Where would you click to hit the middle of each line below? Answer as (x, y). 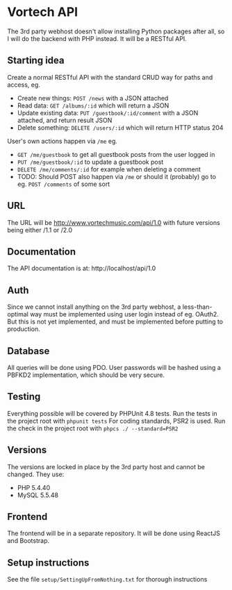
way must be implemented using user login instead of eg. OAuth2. (124, 314)
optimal (18, 314)
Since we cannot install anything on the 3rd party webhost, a (94, 307)
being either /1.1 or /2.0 (40, 230)
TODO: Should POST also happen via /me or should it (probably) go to (117, 176)
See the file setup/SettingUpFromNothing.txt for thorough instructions (107, 580)
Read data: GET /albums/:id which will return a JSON (93, 106)
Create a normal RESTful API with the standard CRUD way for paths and (110, 77)
